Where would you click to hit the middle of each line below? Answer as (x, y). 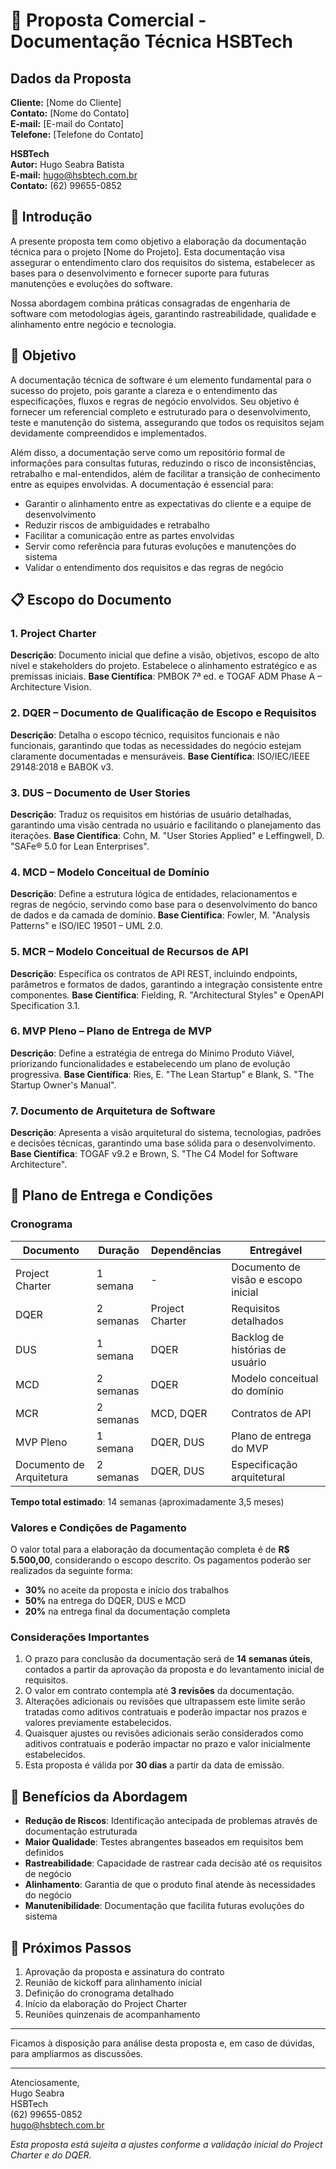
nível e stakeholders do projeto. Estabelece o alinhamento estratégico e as (164, 666)
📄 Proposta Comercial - (108, 20)
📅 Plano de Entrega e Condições (111, 1195)
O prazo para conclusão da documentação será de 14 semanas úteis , (168, 1659)
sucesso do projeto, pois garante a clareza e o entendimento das (144, 390)
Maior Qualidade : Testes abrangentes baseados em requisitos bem (164, 1842)
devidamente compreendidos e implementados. (108, 433)
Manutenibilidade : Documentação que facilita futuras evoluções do (164, 1906)
